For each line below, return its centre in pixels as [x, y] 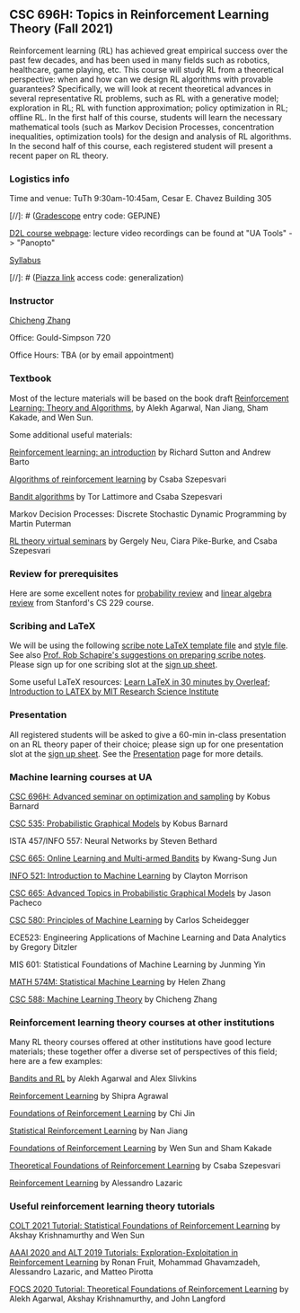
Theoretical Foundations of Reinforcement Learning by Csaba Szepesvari [145, 1166]
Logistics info [40, 179]
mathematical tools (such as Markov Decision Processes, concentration [142, 127]
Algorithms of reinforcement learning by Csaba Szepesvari [118, 479]
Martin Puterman [40, 523]
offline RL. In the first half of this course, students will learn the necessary [146, 117]
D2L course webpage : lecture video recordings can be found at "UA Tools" [148, 234]
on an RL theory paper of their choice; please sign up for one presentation [147, 744]
